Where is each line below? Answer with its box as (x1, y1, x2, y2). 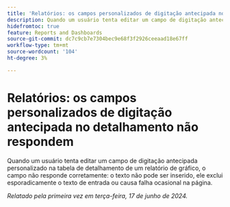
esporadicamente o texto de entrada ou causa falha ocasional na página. (7, 178, 213, 186)
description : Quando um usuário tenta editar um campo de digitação (7, 16, 207, 23)
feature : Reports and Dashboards (7, 29, 103, 36)
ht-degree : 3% (7, 55, 48, 62)
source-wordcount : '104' (7, 49, 78, 56)
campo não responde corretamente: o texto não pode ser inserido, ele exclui (7, 171, 224, 179)
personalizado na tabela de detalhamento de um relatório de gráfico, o (7, 164, 206, 172)
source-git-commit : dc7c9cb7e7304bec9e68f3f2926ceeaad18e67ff (7, 36, 188, 42)
